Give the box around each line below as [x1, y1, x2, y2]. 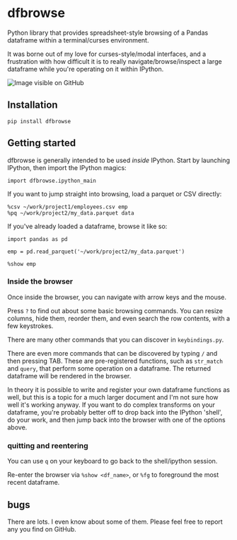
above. [7, 423, 28, 432]
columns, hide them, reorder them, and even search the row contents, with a [7, 314, 231, 322]
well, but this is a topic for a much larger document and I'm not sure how [7, 393, 219, 401]
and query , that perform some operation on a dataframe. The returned [7, 364, 211, 373]
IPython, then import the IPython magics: [7, 163, 127, 171]
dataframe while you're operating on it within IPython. [7, 64, 164, 73]
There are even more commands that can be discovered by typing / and [7, 349, 218, 357]
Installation [7, 99, 58, 111]
